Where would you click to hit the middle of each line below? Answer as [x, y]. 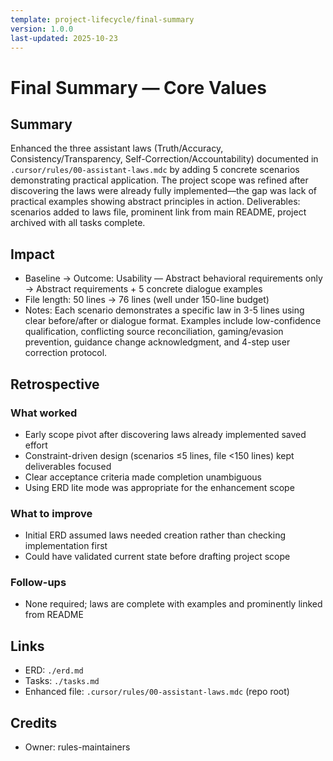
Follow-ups [38, 583]
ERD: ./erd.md [54, 670]
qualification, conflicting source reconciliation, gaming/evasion [154, 332]
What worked [44, 413]
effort [36, 445]
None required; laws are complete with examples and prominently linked [173, 604]
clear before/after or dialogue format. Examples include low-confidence [173, 321]
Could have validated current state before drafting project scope [157, 557]
